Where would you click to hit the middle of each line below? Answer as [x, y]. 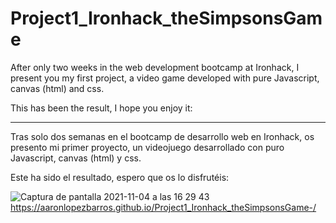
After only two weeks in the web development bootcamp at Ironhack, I [155, 67]
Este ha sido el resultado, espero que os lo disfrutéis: [120, 177]
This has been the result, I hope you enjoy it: [101, 108]
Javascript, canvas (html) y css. [76, 158]
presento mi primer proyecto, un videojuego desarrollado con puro [147, 147]
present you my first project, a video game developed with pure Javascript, [165, 78]
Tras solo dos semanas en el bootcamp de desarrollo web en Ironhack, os [162, 136]
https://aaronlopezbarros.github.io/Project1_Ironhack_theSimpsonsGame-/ [163, 207]
